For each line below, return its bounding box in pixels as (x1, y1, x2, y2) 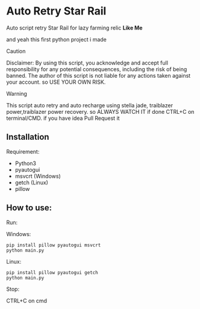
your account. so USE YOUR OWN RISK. (6, 78, 106, 86)
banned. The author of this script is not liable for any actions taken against (6, 72, 191, 79)
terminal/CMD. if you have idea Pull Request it (6, 114, 120, 122)
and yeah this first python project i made (6, 36, 107, 43)
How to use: (6, 203, 52, 213)
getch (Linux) (14, 179, 48, 186)
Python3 (14, 160, 36, 167)
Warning (6, 90, 27, 97)
